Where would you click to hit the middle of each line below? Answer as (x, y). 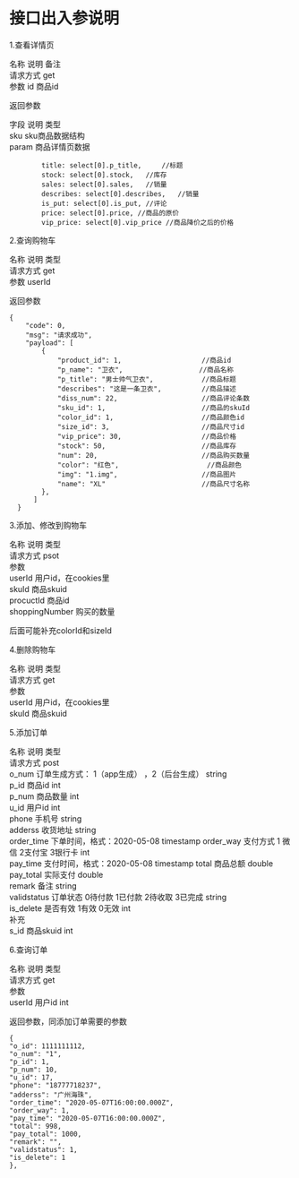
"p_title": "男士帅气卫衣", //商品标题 (147, 379)
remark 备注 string (43, 886)
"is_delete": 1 (38, 1157)
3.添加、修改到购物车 (48, 525)
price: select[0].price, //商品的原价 (110, 213)
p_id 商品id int (35, 785)
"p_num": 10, (34, 1070)
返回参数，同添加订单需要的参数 (68, 1021)
